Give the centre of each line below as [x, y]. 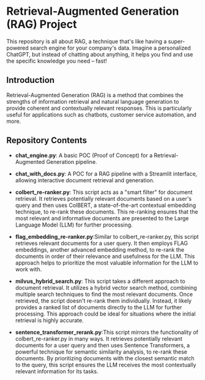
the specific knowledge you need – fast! [57, 61]
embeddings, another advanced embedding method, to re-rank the [100, 249]
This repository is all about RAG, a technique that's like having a [87, 41]
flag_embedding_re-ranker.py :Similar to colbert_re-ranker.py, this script [107, 236]
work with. [28, 269]
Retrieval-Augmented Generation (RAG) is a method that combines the [95, 95]
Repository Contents [47, 140]
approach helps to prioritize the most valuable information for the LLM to [107, 263]
